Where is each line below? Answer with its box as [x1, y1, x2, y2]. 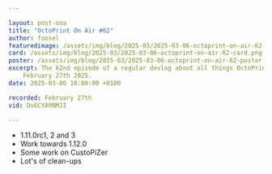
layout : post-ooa [8, 19, 67, 27]
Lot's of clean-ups [19, 156, 83, 166]
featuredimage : [8, 41, 60, 49]
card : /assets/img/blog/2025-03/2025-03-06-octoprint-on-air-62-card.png [8, 49, 263, 57]
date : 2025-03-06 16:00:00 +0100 [8, 79, 121, 87]
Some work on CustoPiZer [19, 147, 108, 158]
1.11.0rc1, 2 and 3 [19, 130, 76, 140]
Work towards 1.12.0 [19, 139, 87, 149]
